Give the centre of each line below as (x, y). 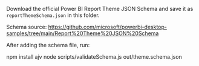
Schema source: (27, 27)
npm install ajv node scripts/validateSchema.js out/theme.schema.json (94, 57)
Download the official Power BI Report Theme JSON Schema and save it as (100, 9)
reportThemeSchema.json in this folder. (53, 15)
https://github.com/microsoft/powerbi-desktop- (108, 27)
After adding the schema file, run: (48, 45)
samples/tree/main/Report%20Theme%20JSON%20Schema (83, 33)
